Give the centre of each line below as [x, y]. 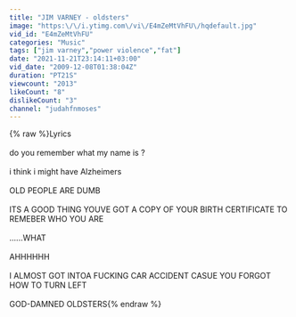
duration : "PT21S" [43, 76]
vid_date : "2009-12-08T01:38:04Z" [74, 68]
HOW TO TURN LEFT [48, 285]
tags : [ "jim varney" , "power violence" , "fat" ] [95, 51]
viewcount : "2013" [43, 84]
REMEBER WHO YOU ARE [57, 219]
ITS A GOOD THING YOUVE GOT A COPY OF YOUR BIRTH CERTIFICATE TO [148, 209]
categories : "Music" [48, 42]
